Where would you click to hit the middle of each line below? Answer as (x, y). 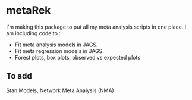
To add (19, 76)
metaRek (29, 10)
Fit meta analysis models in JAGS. (56, 45)
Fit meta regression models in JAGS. (59, 51)
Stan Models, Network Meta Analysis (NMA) (60, 90)
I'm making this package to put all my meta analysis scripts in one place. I (96, 27)
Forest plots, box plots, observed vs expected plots (78, 57)
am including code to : (34, 33)
